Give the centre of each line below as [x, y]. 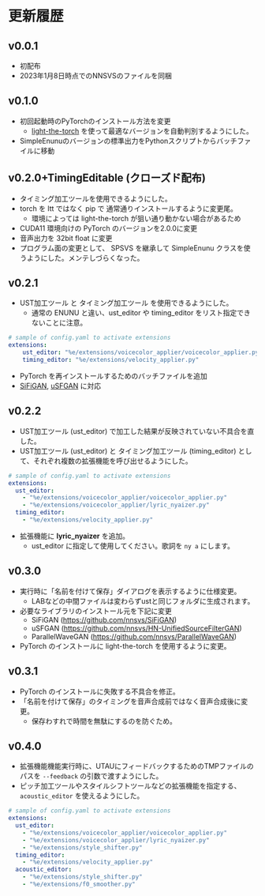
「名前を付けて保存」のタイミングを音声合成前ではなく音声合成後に [130, 701]
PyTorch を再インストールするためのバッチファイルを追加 [113, 375]
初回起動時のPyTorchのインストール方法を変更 [95, 121]
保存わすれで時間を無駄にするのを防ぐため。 [104, 721]
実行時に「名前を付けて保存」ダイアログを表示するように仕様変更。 [130, 591]
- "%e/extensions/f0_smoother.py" [79, 885]
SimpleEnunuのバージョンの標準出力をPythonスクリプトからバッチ [129, 141]
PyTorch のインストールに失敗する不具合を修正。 [99, 691]
